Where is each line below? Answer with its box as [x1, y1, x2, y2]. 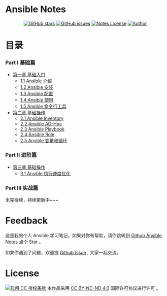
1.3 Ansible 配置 [20, 90, 53, 97]
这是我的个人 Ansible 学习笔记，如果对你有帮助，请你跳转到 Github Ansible [5, 232, 162, 238]
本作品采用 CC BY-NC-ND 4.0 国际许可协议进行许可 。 [47, 285, 161, 291]
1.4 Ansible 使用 [20, 97, 54, 103]
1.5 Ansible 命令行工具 [20, 103, 67, 110]
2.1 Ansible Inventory [20, 115, 64, 121]
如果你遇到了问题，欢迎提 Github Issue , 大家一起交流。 [5, 249, 121, 255]
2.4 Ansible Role [20, 131, 55, 138]
